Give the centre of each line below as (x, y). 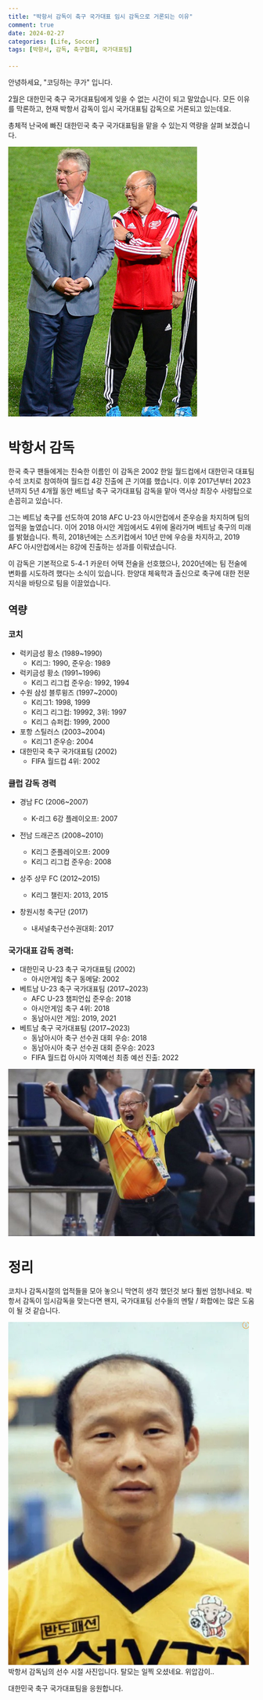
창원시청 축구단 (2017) (54, 911)
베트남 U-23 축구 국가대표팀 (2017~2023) (84, 989)
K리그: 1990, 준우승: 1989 (71, 662)
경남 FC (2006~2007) (54, 801)
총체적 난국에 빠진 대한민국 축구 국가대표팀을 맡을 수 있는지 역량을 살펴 (115, 125)
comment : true (31, 25)
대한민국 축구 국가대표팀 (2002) (68, 751)
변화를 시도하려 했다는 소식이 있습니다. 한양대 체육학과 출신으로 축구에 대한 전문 (129, 573)
